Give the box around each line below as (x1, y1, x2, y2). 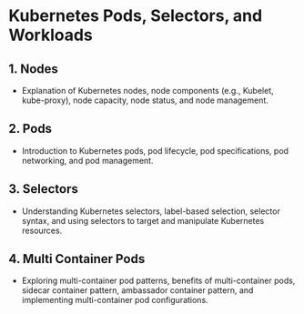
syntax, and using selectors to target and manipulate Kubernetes (21, 215, 265, 226)
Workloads (8, 25, 93, 46)
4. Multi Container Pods (8, 251, 146, 267)
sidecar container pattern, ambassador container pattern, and (21, 285, 254, 296)
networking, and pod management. (21, 155, 154, 166)
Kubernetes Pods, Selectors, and (8, 5, 263, 26)
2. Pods (8, 121, 52, 137)
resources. (21, 225, 63, 236)
